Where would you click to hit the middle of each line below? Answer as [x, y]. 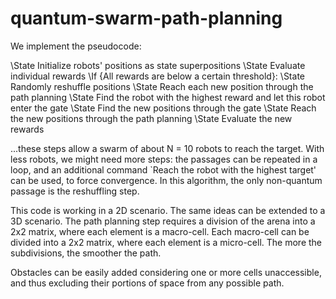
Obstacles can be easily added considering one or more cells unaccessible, [166, 272]
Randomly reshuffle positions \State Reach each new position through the [162, 86]
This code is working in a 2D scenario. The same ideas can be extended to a [168, 210]
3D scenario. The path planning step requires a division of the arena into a [163, 221]
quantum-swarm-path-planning [146, 18]
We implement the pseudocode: [76, 46]
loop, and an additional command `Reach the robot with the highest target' [163, 169]
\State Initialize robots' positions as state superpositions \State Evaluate [158, 65]
